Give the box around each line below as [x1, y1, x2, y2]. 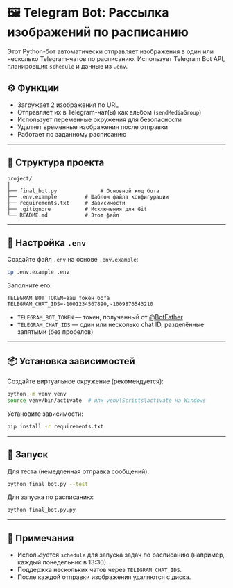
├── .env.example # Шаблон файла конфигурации [7, 193, 169, 201]
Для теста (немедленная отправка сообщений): [7, 467, 150, 476]
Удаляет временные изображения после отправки [17, 122, 169, 131]
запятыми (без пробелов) [17, 328, 94, 336]
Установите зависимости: [7, 410, 83, 418]
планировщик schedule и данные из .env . [7, 62, 128, 70]
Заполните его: [7, 281, 52, 289]
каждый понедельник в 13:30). [17, 558, 109, 566]
